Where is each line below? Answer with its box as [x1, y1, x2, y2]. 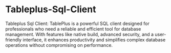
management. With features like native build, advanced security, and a [5, 31, 154, 37]
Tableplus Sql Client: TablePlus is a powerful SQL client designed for [5, 20, 150, 26]
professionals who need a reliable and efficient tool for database [5, 25, 141, 32]
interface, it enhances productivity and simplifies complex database [23, 37, 166, 43]
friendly [5, 37, 22, 43]
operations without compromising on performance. [5, 42, 113, 48]
